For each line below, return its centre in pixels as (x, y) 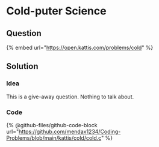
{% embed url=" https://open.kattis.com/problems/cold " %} (80, 47)
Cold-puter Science (56, 11)
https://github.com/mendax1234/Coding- (70, 131)
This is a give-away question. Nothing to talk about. (70, 97)
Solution (22, 66)
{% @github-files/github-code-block (52, 125)
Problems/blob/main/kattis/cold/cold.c (54, 138)
